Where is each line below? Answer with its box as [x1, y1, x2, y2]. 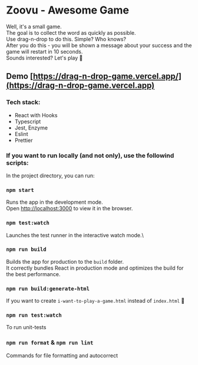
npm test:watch [6, 220, 50, 227]
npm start [6, 187, 34, 193]
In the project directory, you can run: [6, 172, 95, 179]
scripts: [6, 158, 29, 167]
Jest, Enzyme [14, 124, 48, 131]
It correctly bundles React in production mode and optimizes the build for [6, 264, 184, 271]
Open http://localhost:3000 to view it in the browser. [6, 205, 133, 212]
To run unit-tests [6, 324, 47, 331]
